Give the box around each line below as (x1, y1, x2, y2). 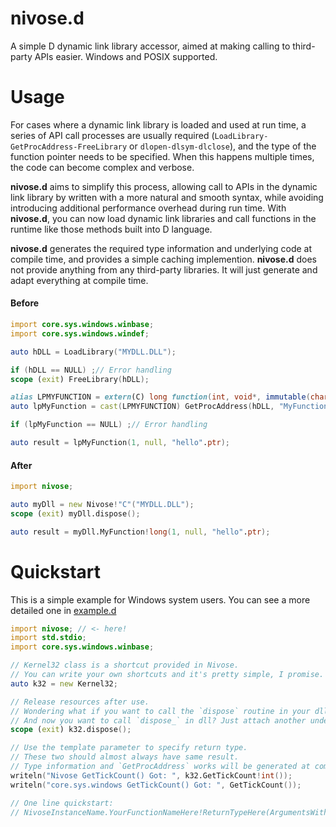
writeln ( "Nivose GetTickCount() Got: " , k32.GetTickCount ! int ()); (10, 770, 293, 781)
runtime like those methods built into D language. (10, 223, 213, 235)
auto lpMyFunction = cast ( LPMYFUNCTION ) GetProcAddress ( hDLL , (10, 402, 275, 412)
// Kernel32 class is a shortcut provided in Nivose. (10, 660, 240, 671)
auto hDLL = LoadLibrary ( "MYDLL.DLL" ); (10, 347, 177, 357)
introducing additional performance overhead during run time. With (10, 202, 287, 214)
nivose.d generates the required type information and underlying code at (10, 242, 313, 254)
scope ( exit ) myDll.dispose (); (10, 508, 141, 519)
